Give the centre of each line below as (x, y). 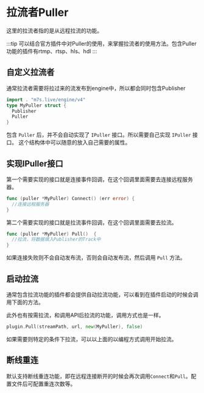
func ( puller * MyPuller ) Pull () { (51, 234)
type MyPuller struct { (37, 105)
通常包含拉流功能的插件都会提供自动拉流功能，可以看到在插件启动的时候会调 (102, 294)
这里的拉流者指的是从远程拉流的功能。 (54, 31)
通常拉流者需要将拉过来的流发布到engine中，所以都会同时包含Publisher (96, 88)
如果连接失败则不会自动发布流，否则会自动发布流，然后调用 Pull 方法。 (96, 258)
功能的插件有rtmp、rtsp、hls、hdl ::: (52, 51)
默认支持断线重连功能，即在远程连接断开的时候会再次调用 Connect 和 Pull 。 (99, 376)
